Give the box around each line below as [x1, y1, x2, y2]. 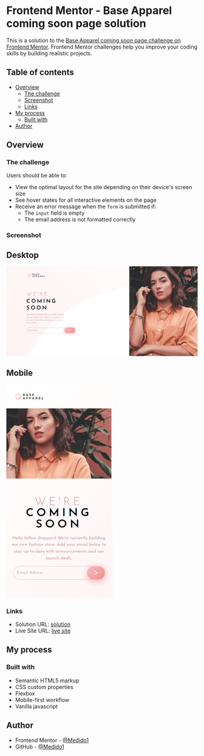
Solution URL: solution [15, 621, 71, 628]
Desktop [6, 250, 39, 260]
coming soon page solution [6, 16, 147, 30]
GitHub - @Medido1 [15, 743, 65, 750]
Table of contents [6, 68, 74, 78]
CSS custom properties [15, 683, 74, 690]
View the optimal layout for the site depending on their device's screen [15, 184, 192, 191]
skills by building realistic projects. [6, 49, 92, 57]
